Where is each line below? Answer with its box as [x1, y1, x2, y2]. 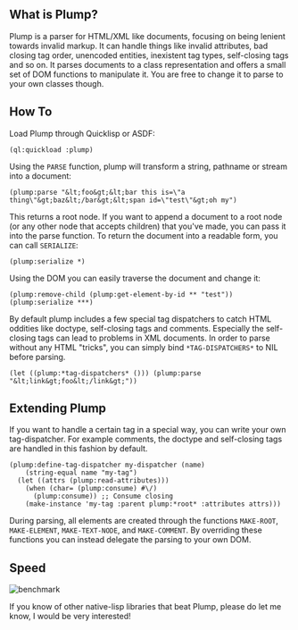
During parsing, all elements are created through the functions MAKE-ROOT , [9, 516, 279, 526]
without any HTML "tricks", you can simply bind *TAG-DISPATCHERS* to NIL [9, 341, 278, 352]
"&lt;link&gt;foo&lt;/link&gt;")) [9, 376, 138, 385]
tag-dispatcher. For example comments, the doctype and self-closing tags [9, 433, 283, 445]
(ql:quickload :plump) [9, 145, 94, 155]
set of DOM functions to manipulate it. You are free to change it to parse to [9, 69, 284, 80]
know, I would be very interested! [9, 611, 131, 622]
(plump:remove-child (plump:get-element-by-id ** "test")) [9, 290, 234, 298]
